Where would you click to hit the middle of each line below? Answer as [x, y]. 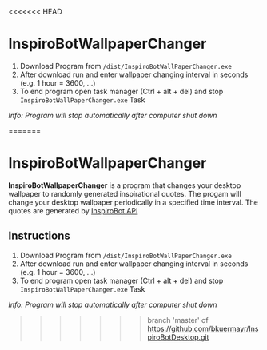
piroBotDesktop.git [178, 337]
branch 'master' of [178, 320]
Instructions [39, 236]
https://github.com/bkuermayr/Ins [203, 328]
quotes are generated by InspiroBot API [73, 210]
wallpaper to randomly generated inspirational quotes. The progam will [125, 193]
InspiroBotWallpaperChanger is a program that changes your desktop [125, 185]
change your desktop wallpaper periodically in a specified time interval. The [133, 202]
